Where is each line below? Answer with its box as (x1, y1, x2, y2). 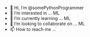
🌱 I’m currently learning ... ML (9, 15, 71, 21)
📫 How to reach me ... (9, 26, 56, 32)
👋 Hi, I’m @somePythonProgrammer (9, 5, 84, 10)
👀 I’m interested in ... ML (9, 10, 60, 16)
